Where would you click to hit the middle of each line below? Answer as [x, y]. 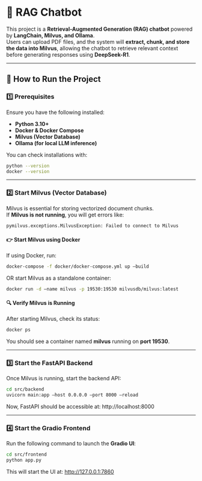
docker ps [19, 330]
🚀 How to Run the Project [54, 79]
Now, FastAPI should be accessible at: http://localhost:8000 [80, 406]
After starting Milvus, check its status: [53, 318]
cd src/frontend [26, 454]
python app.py [24, 460]
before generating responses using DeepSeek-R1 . [68, 54]
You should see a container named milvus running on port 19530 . [88, 341]
